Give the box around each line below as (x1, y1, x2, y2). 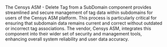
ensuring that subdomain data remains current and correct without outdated (5, 20, 162, 26)
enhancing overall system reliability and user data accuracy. (5, 36, 129, 42)
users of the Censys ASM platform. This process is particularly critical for (5, 15, 157, 20)
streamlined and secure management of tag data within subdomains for (5, 9, 153, 15)
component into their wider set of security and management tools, (5, 31, 142, 36)
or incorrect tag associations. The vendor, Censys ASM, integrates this (5, 25, 151, 31)
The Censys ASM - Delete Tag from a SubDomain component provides (5, 4, 151, 10)
